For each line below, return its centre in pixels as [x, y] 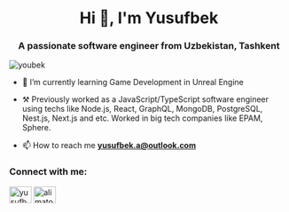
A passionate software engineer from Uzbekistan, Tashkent [149, 46]
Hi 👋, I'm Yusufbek [149, 18]
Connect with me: [48, 172]
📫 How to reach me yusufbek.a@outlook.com [109, 145]
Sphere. [36, 128]
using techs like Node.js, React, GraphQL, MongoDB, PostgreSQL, [142, 109]
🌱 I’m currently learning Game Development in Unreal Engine [133, 82]
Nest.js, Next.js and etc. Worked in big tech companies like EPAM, [142, 118]
